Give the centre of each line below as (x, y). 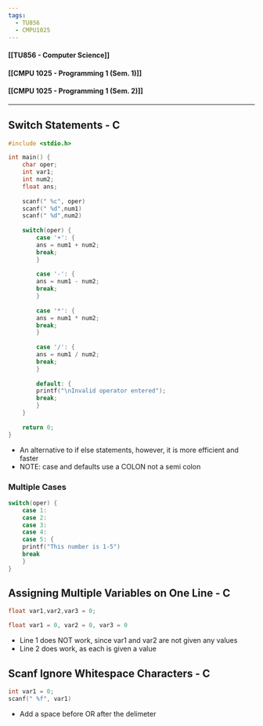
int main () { (29, 158)
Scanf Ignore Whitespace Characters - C (109, 673)
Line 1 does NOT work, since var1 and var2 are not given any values (128, 640)
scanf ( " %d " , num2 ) (52, 216)
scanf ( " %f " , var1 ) (40, 699)
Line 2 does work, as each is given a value (88, 649)
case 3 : (34, 525)
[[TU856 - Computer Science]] (59, 55)
